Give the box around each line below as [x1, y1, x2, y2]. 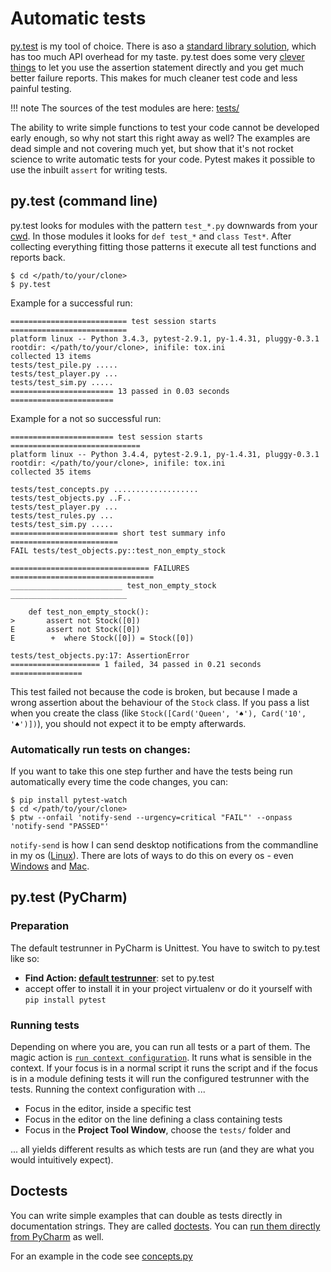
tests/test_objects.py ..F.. [10, 493, 132, 503]
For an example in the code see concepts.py [10, 1250, 193, 1262]
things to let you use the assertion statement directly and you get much [10, 61, 304, 73]
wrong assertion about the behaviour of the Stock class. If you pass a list [10, 696, 310, 708]
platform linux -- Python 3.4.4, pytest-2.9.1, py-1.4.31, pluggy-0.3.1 [10, 449, 320, 459]
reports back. [10, 251, 66, 263]
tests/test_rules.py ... [10, 510, 114, 521]
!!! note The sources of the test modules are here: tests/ [10, 102, 240, 114]
